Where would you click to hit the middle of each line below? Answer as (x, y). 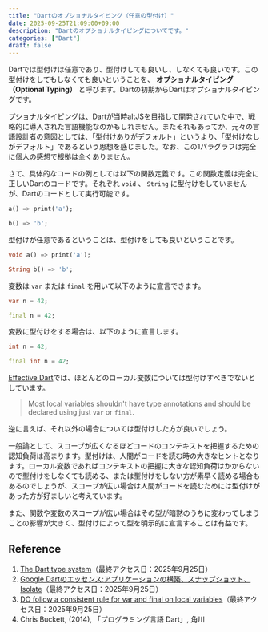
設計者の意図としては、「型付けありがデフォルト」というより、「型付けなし (137, 136)
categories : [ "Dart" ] (44, 38)
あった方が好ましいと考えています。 (67, 496)
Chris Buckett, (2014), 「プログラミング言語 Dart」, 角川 (112, 619)
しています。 (29, 388)
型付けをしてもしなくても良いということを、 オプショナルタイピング (121, 79)
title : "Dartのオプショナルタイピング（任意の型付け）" (91, 16)
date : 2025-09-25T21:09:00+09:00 (64, 23)
